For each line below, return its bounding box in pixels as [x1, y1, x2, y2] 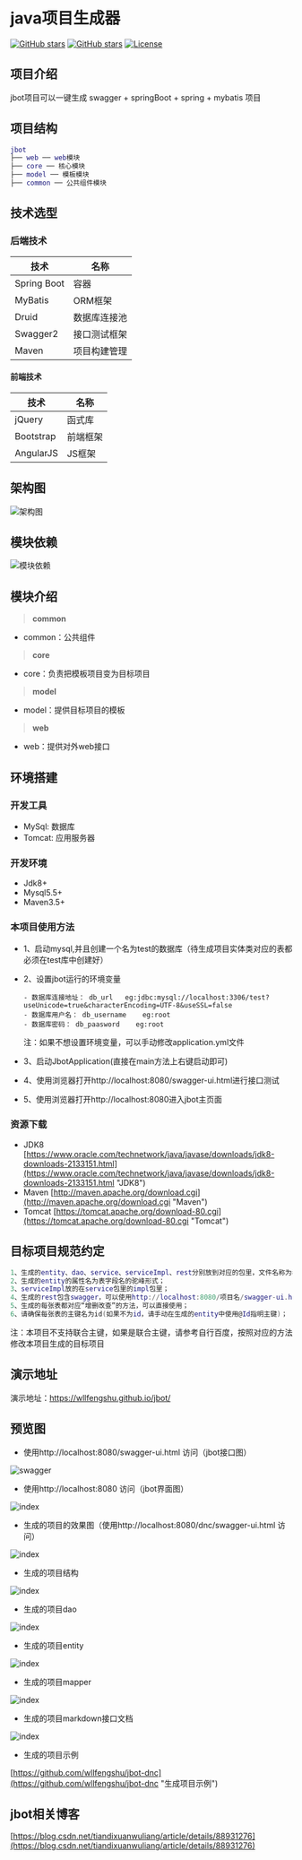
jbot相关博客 [10, 1806, 80, 1821]
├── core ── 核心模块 [10, 162, 86, 171]
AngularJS [14, 446, 59, 459]
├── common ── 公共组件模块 [10, 178, 107, 188]
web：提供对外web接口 [22, 741, 110, 752]
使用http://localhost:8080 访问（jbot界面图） [22, 1483, 189, 1493]
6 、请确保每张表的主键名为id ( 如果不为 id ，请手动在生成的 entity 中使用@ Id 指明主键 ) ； [10, 1310, 289, 1319]
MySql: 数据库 [22, 821, 75, 832]
